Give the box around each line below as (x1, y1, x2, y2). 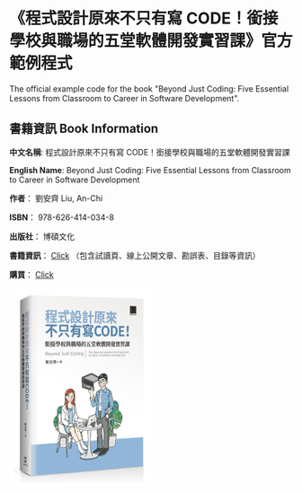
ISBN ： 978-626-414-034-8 (9, 212, 115, 223)
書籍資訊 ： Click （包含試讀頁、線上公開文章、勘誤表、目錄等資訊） (9, 250, 261, 260)
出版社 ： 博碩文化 (9, 231, 75, 242)
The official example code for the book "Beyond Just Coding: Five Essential (9, 83, 289, 94)
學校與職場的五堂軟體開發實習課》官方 (9, 31, 294, 51)
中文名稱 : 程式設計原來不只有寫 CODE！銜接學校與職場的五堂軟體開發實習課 (9, 146, 290, 157)
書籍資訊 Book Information (9, 121, 159, 136)
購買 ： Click (9, 269, 54, 279)
